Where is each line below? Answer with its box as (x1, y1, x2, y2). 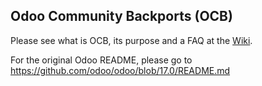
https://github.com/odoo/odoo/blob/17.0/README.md (10, 64, 231, 76)
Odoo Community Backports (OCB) (10, 8, 233, 25)
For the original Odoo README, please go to (10, 54, 193, 66)
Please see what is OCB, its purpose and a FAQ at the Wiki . (10, 34, 253, 46)
